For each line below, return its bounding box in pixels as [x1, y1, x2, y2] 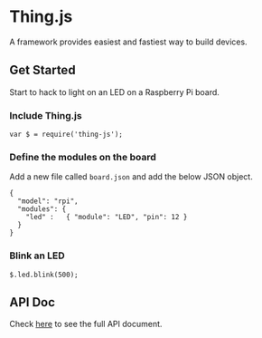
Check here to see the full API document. [9, 319, 163, 330]
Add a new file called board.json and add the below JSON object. [9, 171, 253, 182]
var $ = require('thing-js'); [9, 130, 124, 140]
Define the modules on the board [9, 150, 156, 163]
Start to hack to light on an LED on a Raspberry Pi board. [9, 86, 220, 97]
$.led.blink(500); [9, 270, 79, 279]
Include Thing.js [9, 109, 83, 121]
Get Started [9, 63, 76, 78]
